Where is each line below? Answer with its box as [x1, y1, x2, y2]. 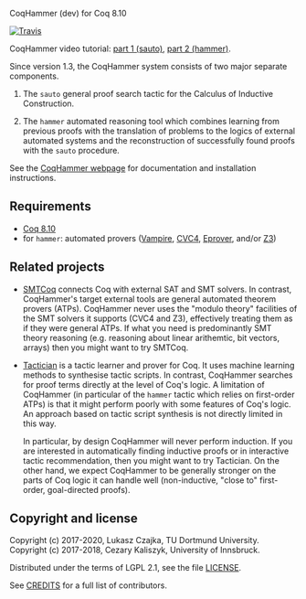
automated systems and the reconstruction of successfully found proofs [22, 135, 295, 145]
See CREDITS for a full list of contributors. [9, 580, 167, 591]
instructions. [9, 173, 57, 183]
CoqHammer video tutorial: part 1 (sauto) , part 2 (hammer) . [9, 43, 231, 54]
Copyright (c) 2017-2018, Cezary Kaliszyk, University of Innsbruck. [9, 544, 260, 556]
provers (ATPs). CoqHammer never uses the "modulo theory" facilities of [22, 303, 298, 314]
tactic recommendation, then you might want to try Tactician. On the [22, 455, 280, 465]
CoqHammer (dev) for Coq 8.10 [9, 8, 127, 18]
